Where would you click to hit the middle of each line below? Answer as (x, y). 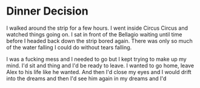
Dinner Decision (48, 11)
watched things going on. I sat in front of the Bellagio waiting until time (94, 34)
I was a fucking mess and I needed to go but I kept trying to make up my (96, 59)
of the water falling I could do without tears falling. (69, 47)
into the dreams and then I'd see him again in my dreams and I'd (86, 78)
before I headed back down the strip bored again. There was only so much (99, 41)
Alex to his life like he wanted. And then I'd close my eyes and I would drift (99, 72)
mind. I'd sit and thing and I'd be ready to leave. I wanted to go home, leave (100, 66)
